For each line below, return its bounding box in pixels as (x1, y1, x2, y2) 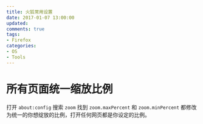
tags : (6, 32, 20, 38)
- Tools (6, 54, 26, 60)
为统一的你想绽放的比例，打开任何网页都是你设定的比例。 (6, 111, 150, 119)
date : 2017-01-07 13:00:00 (6, 15, 75, 21)
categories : (6, 43, 36, 49)
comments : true (6, 26, 45, 32)
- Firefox (6, 37, 32, 43)
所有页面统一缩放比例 (6, 82, 114, 96)
